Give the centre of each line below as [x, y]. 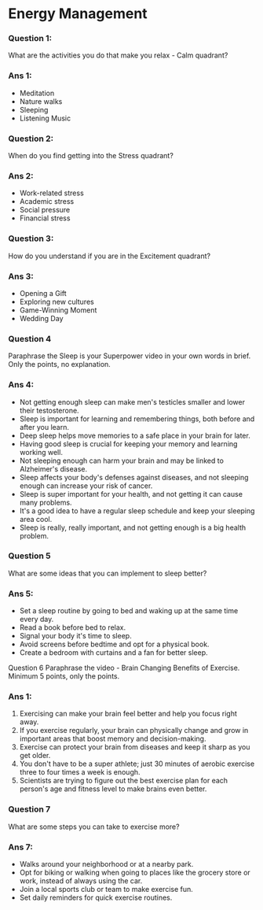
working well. [41, 452]
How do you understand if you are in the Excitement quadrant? [109, 256]
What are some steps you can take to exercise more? [94, 827]
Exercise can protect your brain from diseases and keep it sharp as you [135, 747]
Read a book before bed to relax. [73, 627]
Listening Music [45, 118]
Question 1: [30, 39]
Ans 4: [21, 385]
